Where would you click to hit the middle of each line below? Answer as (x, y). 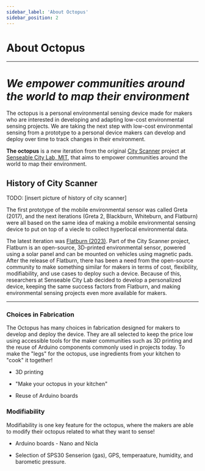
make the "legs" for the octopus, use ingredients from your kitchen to (94, 354)
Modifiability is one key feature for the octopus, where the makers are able (100, 425)
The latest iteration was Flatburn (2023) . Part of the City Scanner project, (98, 241)
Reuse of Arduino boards (46, 396)
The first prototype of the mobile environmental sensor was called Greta (97, 210)
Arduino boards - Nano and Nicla (57, 443)
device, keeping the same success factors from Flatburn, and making (93, 287)
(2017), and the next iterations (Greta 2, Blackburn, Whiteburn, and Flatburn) (102, 216)
